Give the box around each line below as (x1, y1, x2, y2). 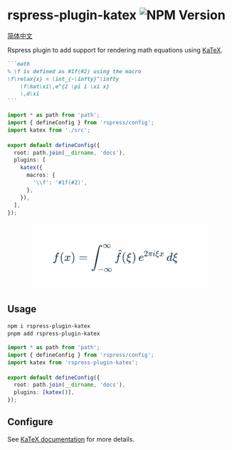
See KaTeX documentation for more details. (7, 434, 135, 444)
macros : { (26, 171, 56, 179)
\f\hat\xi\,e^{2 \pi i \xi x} (20, 82, 110, 90)
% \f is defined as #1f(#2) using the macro (7, 68, 142, 75)
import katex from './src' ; (7, 127, 91, 134)
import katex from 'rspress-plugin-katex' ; (7, 359, 139, 366)
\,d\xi (20, 90, 40, 97)
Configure (7, 416, 53, 428)
